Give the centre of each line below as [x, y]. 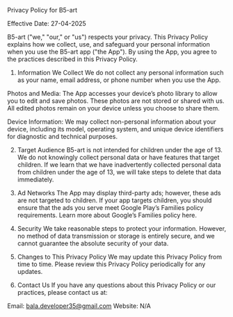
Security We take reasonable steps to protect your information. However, [122, 228]
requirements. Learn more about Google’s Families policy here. [107, 215]
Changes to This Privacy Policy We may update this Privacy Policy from [120, 257]
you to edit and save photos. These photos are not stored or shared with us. [116, 101]
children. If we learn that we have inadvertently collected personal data [119, 165]
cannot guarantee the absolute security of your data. [93, 243]
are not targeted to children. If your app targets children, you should [114, 200]
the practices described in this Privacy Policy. [72, 59]
